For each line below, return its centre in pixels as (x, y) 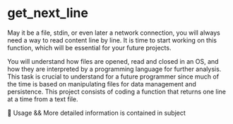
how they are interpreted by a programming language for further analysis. (114, 69)
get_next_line (48, 13)
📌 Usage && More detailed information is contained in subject (96, 113)
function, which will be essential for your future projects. (89, 47)
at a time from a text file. (43, 99)
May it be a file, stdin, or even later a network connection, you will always (114, 33)
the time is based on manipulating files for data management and (102, 84)
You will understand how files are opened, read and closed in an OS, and (113, 61)
